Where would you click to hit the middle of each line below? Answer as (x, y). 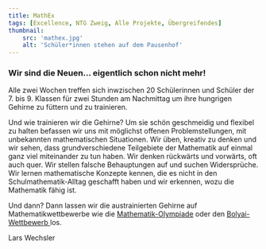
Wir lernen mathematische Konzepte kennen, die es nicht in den (113, 173)
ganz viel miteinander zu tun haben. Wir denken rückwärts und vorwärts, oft (133, 157)
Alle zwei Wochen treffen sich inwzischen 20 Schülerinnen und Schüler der (131, 90)
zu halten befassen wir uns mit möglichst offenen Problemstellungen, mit (127, 131)
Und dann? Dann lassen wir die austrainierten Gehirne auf (103, 206)
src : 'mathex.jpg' (53, 38)
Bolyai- (238, 214)
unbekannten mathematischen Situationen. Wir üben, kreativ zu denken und (132, 139)
